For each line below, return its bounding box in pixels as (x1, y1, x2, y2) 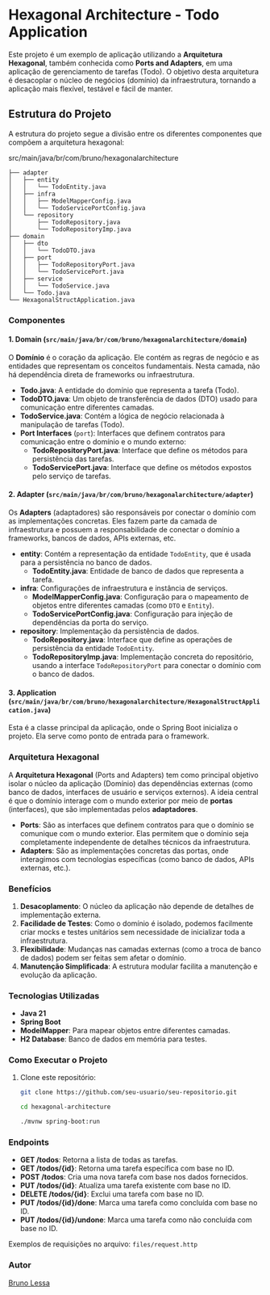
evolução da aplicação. (19, 969, 98, 979)
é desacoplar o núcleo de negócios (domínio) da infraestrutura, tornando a (8, 75, 256, 85)
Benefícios (8, 883, 52, 894)
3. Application (8, 687, 56, 697)
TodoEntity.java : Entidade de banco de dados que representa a (31, 566, 244, 576)
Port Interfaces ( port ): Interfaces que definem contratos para (19, 428, 226, 438)
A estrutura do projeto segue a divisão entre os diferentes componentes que (8, 128, 263, 138)
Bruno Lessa (8, 1278, 51, 1288)
